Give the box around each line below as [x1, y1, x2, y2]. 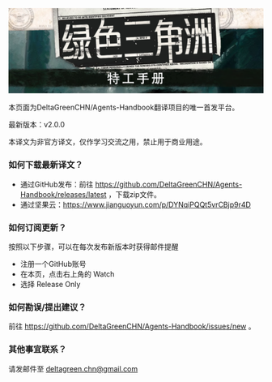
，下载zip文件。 [108, 189, 162, 199]
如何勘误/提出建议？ [8, 301, 87, 312]
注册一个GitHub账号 [19, 259, 87, 268]
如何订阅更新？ [8, 221, 67, 233]
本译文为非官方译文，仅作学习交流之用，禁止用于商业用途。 [8, 137, 207, 147]
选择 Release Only [19, 279, 81, 289]
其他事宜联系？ [8, 344, 67, 355]
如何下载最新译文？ [8, 159, 83, 170]
